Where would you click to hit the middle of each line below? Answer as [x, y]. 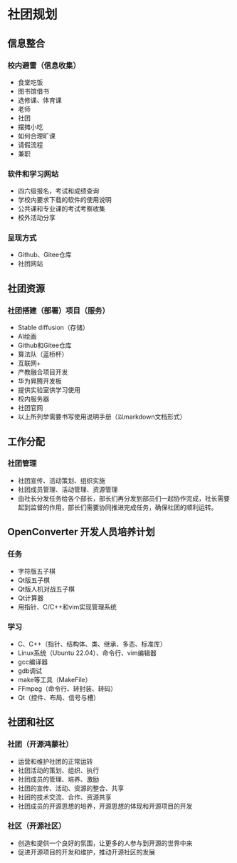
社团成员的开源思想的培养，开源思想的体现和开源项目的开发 [105, 806]
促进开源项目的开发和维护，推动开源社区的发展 [86, 852]
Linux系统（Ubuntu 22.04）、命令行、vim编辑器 [87, 653]
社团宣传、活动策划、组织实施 [61, 480]
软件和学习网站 [33, 174]
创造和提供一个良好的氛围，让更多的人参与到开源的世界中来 [105, 843]
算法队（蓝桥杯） [43, 354]
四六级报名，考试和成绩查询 [58, 191]
